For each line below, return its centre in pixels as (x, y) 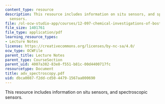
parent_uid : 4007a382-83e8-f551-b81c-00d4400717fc (58, 64)
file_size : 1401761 (25, 28)
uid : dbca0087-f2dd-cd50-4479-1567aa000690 (50, 78)
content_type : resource (29, 10)
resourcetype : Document (29, 69)
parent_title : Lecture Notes (35, 55)
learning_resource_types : (31, 37)
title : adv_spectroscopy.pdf (35, 74)
